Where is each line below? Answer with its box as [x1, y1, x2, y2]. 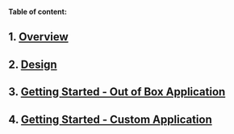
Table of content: [8, 7, 67, 16]
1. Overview [8, 30, 69, 44]
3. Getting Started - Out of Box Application [8, 85, 226, 99]
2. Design [8, 57, 58, 71]
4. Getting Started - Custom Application [8, 112, 212, 126]
